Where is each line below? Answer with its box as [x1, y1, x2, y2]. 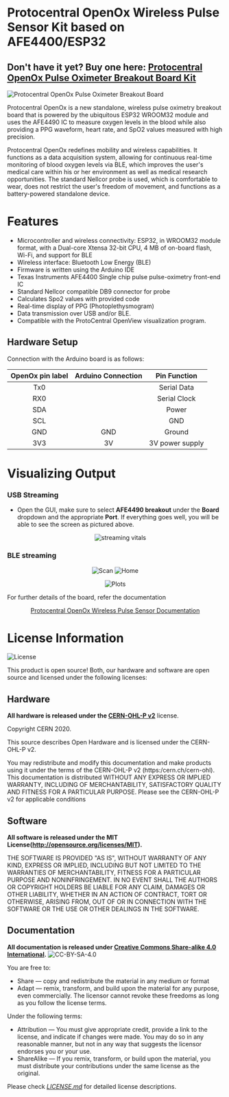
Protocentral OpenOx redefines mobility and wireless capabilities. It [7, 146, 197, 154]
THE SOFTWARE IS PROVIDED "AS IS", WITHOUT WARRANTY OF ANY [7, 854, 207, 862]
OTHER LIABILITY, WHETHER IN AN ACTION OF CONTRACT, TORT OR [7, 890, 207, 899]
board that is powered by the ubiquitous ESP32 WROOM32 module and [7, 111, 209, 119]
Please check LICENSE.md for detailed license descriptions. [7, 1082, 177, 1090]
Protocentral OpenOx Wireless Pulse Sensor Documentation [30, 606, 200, 615]
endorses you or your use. [16, 1047, 92, 1055]
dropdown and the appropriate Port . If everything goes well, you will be [16, 513, 219, 521]
